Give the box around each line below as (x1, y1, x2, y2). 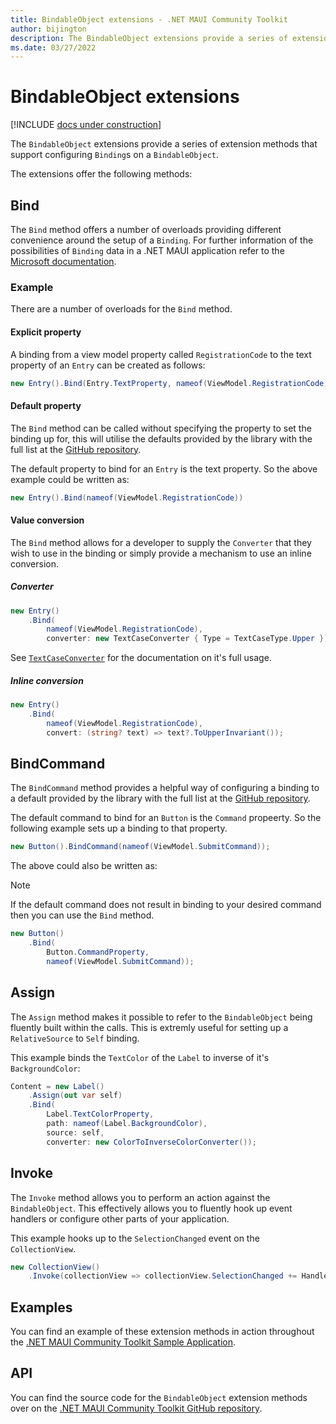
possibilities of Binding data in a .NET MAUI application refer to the (10, 245, 285, 256)
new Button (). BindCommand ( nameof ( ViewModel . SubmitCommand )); (10, 842, 271, 852)
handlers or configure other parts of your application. (10, 1212, 230, 1225)
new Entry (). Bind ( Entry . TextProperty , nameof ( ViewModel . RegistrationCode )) (10, 378, 333, 388)
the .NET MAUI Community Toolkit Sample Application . (10, 1336, 236, 1348)
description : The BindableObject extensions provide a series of (10, 33, 288, 43)
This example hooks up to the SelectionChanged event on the (10, 1232, 260, 1244)
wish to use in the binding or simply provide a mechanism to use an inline (10, 547, 312, 559)
